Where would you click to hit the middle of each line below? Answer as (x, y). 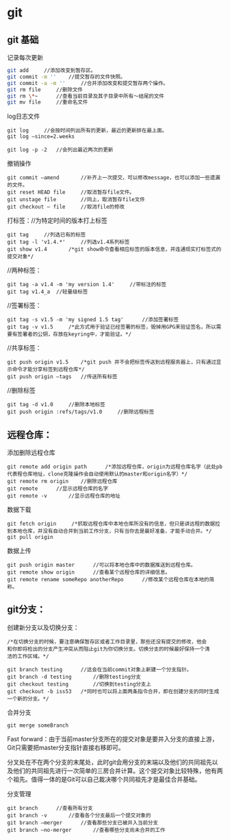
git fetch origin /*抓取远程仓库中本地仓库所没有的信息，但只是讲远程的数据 (111, 524)
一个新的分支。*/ (28, 699)
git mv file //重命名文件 (48, 102)
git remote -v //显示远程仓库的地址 (64, 496)
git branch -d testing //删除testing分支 (74, 677)
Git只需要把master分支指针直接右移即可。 (66, 747)
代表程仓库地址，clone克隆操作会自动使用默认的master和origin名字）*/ (98, 474)
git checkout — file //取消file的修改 (66, 207)
